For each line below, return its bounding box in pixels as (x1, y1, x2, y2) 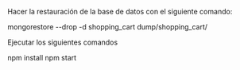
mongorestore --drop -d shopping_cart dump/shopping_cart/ (7, 22, 208, 31)
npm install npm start (7, 53, 77, 62)
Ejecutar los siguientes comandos (7, 37, 118, 47)
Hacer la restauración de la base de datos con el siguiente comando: (7, 7, 233, 16)
